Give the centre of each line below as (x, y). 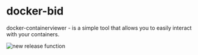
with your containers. (33, 34)
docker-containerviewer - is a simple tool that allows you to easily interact (99, 28)
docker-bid (35, 11)
